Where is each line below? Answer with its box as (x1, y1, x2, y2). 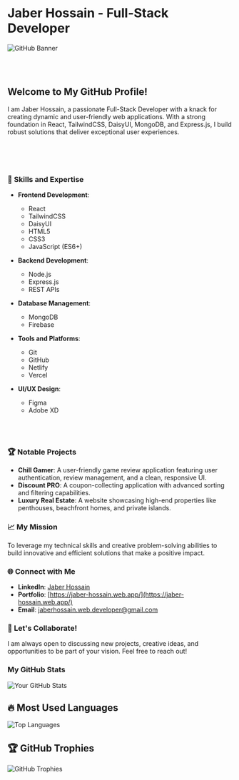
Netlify (28, 363, 49, 372)
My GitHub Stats (7, 665, 66, 675)
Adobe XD (28, 406, 59, 415)
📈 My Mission (7, 522, 59, 532)
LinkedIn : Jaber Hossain (17, 582, 91, 591)
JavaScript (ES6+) (28, 243, 83, 251)
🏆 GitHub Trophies (7, 742, 95, 754)
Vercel (28, 371, 48, 380)
